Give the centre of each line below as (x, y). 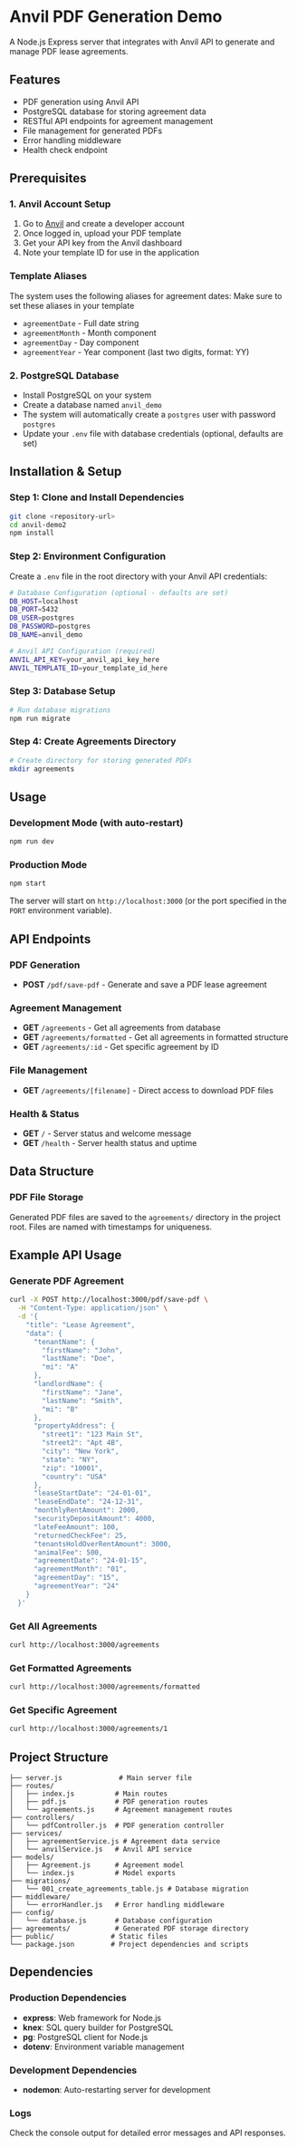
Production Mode (48, 865)
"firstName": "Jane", (83, 1392)
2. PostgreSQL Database (64, 375)
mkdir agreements (42, 769)
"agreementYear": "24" (76, 1586)
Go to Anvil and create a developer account (104, 224)
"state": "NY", (71, 1459)
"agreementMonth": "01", (80, 1569)
